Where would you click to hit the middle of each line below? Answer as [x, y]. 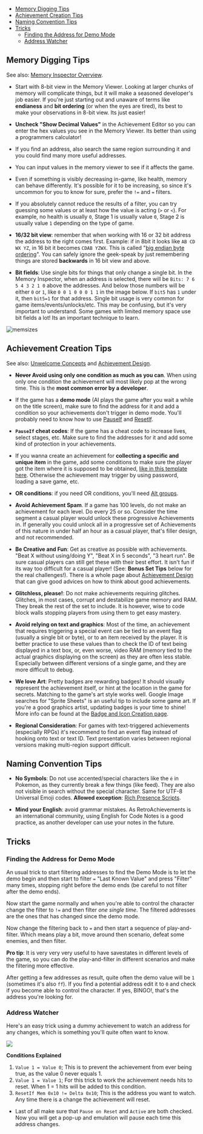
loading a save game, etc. [47, 481]
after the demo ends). [33, 892]
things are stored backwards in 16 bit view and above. [83, 260]
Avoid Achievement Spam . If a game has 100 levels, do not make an [101, 505]
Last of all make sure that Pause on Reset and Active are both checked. [104, 1112]
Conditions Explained [34, 1056]
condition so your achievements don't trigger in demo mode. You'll [98, 412]
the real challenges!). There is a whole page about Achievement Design [104, 575]
